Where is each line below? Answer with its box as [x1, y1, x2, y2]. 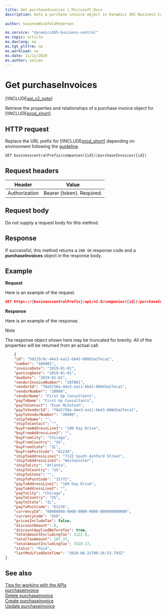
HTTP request [5, 125, 49, 133]
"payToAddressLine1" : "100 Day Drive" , [14, 481, 96, 486]
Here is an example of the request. [5, 290, 76, 296]
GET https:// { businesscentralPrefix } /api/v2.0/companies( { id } [5, 299, 136, 305]
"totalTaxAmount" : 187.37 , [14, 537, 70, 542]
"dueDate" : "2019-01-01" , [14, 375, 68, 380]
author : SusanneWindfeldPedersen [5, 21, 74, 26]
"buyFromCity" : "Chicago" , [14, 435, 70, 440]
